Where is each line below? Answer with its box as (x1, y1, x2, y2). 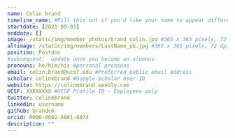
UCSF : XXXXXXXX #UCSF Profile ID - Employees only (7, 88, 158, 95)
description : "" (7, 120, 55, 128)
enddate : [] (7, 29, 42, 37)
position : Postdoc (7, 49, 61, 56)
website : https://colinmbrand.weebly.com (7, 82, 130, 89)
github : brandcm (7, 107, 55, 114)
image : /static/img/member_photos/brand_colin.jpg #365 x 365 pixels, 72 (7, 36, 227, 43)
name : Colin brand (7, 10, 61, 17)
